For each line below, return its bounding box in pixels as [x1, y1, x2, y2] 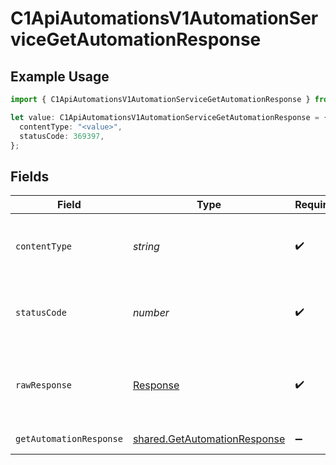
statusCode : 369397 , [19, 131, 105, 141]
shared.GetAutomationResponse [132, 432, 286, 446]
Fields [10, 168, 50, 185]
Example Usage [10, 68, 110, 85]
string [132, 240, 160, 254]
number [132, 306, 170, 320]
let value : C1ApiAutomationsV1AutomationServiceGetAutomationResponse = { [10, 112, 329, 122]
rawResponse [15, 380, 73, 391]
